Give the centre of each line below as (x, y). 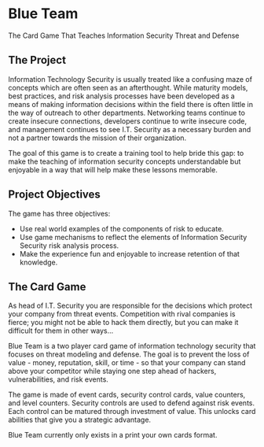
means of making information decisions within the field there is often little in (131, 104)
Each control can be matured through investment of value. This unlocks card (132, 412)
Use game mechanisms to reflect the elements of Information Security (133, 237)
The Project (37, 60)
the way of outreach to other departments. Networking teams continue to (127, 113)
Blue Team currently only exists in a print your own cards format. (113, 435)
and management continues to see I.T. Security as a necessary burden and (130, 129)
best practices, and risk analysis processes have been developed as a (122, 96)
